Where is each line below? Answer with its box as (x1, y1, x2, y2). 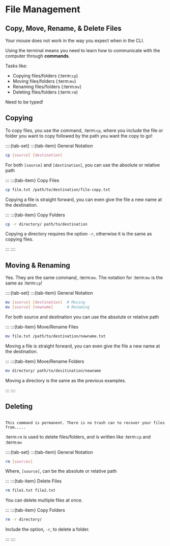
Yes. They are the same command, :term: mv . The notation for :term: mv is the (5, 275, 163, 281)
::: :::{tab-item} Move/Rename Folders (5, 358, 84, 364)
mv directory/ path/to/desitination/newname (5, 368, 101, 373)
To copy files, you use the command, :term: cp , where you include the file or (5, 127, 163, 134)
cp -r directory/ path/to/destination (5, 222, 88, 227)
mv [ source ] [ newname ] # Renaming (5, 304, 90, 310)
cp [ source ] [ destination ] (5, 152, 63, 158)
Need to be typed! (5, 99, 43, 105)
